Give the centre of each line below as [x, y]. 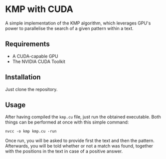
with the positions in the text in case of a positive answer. [64, 151]
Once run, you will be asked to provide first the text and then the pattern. [80, 140]
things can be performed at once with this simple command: [67, 122]
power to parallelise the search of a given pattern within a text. [69, 28]
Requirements [27, 44]
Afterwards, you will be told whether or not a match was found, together [79, 146]
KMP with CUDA [39, 9]
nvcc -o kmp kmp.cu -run [31, 131]
